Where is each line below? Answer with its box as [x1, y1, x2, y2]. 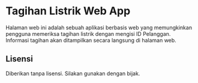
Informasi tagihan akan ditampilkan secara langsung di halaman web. [5, 36, 176, 44]
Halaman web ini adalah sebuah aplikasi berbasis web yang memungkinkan [5, 24, 193, 31]
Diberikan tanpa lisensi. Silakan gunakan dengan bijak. [5, 70, 140, 77]
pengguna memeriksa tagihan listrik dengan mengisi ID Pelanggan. [5, 30, 171, 37]
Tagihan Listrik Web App [5, 4, 131, 18]
